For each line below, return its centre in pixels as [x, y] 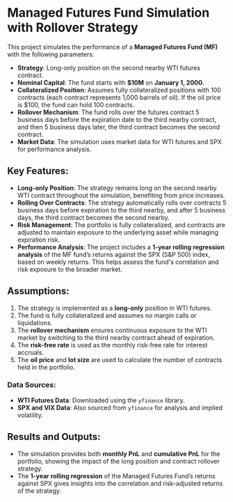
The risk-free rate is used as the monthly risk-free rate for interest [112, 345]
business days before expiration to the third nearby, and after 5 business [121, 210]
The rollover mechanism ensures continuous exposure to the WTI [112, 330]
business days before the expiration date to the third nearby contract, [117, 119]
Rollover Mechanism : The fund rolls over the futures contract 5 [108, 112]
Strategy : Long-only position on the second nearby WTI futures [109, 68]
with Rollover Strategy [73, 28]
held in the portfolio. [46, 367]
